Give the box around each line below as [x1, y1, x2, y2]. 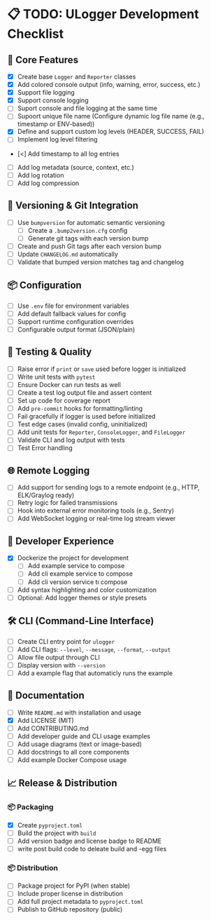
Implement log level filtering [17, 135, 98, 144]
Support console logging [17, 96, 89, 104]
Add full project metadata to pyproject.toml [17, 898, 144, 906]
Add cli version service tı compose [27, 577, 128, 586]
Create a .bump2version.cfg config [27, 226, 128, 234]
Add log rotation [17, 170, 64, 180]
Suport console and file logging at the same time [17, 104, 158, 113]
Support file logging [17, 88, 75, 97]
